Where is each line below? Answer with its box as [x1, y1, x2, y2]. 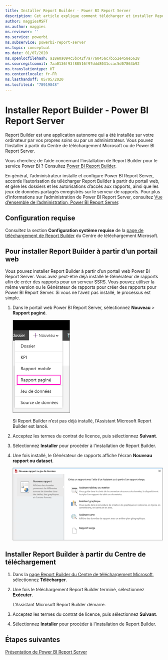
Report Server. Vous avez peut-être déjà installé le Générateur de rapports [5, 274, 158, 280]
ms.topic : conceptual [5, 45, 50, 50]
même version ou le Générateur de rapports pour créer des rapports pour [5, 284, 156, 290]
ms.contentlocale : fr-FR [5, 72, 57, 77]
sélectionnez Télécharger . [12, 577, 67, 583]
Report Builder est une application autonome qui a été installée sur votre [5, 132, 154, 138]
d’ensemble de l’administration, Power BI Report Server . [5, 199, 120, 205]
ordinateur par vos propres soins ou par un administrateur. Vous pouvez [5, 137, 153, 143]
